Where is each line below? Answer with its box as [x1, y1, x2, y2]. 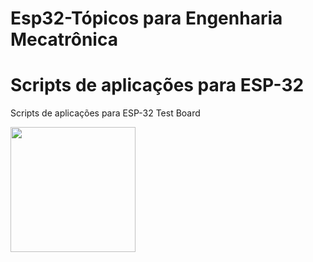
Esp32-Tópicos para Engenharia [10, 7, 283, 30]
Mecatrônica [10, 28, 118, 51]
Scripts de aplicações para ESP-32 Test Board [10, 107, 201, 119]
